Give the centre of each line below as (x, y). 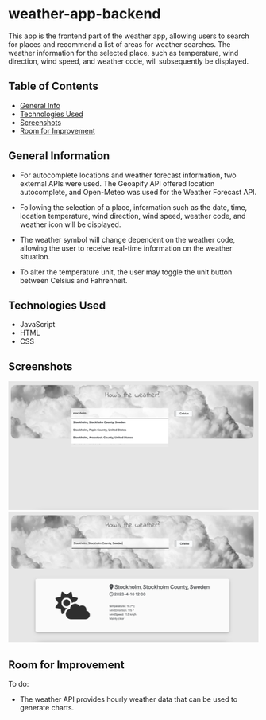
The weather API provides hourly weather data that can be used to (129, 699)
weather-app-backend (85, 14)
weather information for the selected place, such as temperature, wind (123, 53)
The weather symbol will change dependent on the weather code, (127, 239)
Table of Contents (54, 86)
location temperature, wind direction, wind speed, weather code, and (133, 216)
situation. (35, 256)
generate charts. (47, 708)
